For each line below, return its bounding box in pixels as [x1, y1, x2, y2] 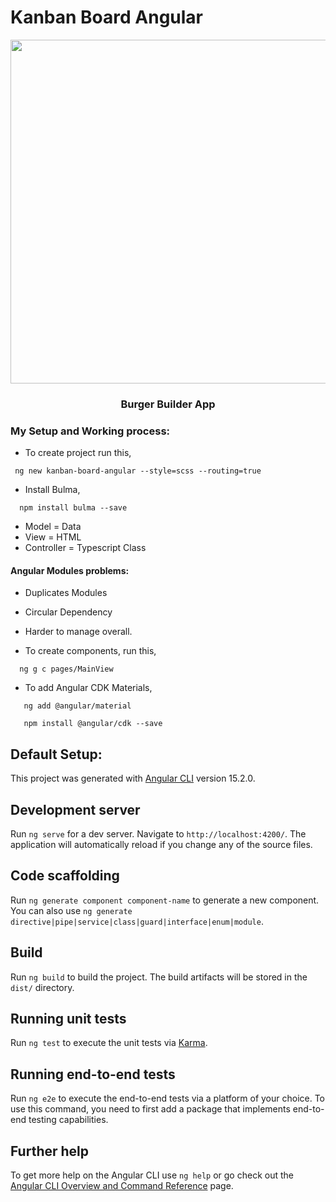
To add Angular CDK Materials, [24, 682, 153, 694]
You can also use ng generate [10, 904, 133, 916]
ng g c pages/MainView [19, 664, 114, 675]
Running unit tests [10, 1011, 127, 1027]
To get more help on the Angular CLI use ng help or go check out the [10, 1169, 294, 1181]
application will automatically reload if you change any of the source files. [10, 838, 313, 850]
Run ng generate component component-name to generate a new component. [10, 894, 320, 906]
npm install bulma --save [19, 503, 128, 513]
